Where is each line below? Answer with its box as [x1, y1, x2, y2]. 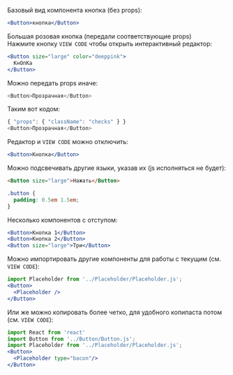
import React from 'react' [7, 329, 86, 336]
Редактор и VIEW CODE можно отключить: [7, 138, 129, 146]
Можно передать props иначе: [7, 78, 98, 87]
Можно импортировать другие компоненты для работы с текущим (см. [7, 255, 222, 263]
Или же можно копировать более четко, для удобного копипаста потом [7, 308, 222, 316]
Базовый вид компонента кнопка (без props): [7, 6, 142, 14]
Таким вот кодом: [7, 105, 61, 113]
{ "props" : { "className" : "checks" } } [7, 118, 127, 125]
